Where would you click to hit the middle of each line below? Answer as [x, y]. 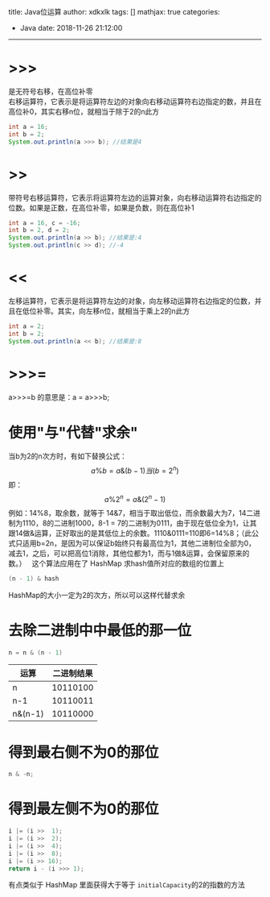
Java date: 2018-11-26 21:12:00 [71, 28]
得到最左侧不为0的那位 [84, 809]
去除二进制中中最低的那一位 [100, 630]
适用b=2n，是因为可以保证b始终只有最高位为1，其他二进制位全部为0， [139, 543]
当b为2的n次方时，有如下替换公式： [67, 456]
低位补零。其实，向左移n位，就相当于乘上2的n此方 [106, 311]
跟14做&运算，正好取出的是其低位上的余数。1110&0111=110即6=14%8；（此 [130, 533]
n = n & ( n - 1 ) [35, 652]
